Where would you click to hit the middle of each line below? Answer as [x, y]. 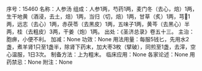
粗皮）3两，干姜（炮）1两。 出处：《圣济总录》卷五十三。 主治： [114, 32]
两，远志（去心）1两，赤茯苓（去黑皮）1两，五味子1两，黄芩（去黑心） [95, 24]
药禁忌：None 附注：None [39, 62]
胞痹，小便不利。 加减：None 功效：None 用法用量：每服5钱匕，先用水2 [98, 39]
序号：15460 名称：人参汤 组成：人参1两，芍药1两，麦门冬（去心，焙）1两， [102, 9]
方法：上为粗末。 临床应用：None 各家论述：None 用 [128, 54]
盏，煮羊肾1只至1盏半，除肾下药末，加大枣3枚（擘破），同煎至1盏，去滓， [99, 47]
